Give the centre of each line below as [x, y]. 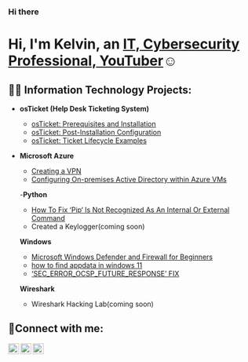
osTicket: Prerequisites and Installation [94, 123]
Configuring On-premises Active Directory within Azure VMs [129, 179]
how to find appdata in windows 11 [87, 265]
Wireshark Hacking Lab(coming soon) [93, 304]
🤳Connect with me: [56, 329]
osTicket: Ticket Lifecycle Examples [89, 141]
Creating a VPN [56, 170]
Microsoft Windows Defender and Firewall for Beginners [122, 257]
